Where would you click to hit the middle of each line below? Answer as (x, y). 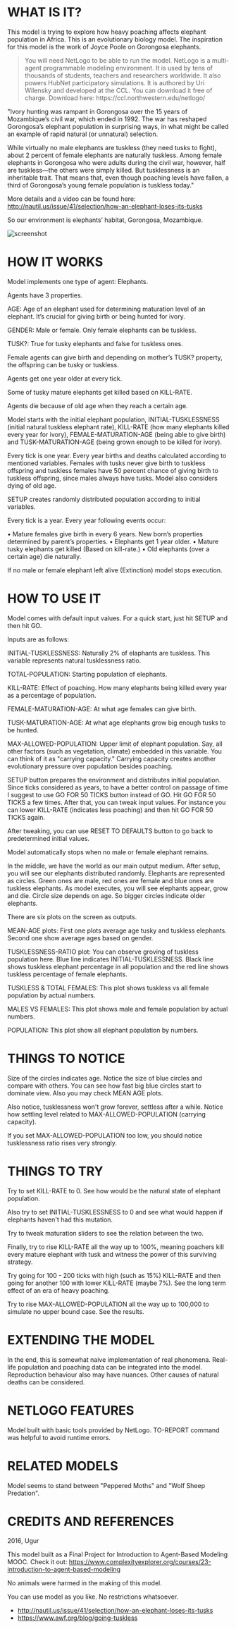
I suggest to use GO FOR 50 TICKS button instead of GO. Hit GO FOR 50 (112, 794)
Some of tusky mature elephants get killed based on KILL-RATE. (100, 392)
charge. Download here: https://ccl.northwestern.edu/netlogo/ (115, 98)
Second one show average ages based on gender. (80, 938)
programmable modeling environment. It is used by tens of (128, 68)
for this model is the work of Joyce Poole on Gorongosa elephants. (104, 47)
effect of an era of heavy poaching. (59, 1290)
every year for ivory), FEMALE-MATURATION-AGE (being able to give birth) (117, 434)
